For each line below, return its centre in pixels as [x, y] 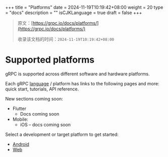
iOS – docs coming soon [45, 124]
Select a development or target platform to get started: [62, 134]
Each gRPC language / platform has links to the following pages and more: [82, 83]
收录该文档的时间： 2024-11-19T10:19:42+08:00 [66, 39]
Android [21, 144]
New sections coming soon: [34, 98]
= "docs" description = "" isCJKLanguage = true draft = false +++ [74, 13]
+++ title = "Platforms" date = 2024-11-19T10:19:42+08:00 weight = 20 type [84, 7]
